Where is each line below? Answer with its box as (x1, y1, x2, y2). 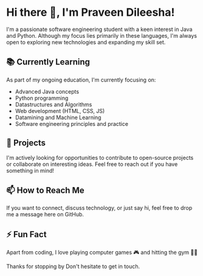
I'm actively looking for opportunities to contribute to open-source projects (6, 154, 194, 161)
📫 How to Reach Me (6, 185, 84, 195)
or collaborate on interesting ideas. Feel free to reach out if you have (6, 160, 178, 168)
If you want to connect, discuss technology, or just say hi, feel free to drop (6, 204, 193, 212)
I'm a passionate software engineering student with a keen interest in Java (6, 26, 193, 33)
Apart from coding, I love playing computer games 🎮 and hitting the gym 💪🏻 (6, 249, 198, 256)
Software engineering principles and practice (15, 120, 129, 127)
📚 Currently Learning (6, 57, 90, 67)
